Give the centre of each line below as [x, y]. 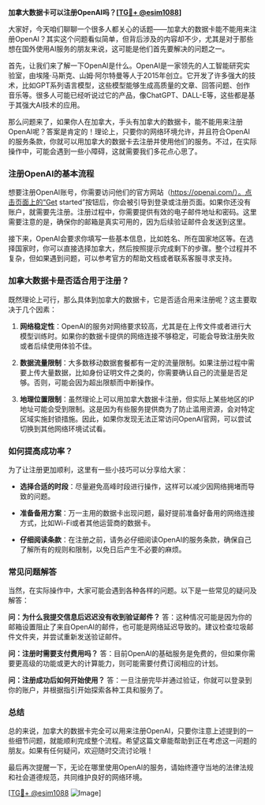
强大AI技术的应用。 [53, 105]
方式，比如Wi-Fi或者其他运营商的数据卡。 [87, 523]
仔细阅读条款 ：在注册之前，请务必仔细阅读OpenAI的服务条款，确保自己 [135, 539]
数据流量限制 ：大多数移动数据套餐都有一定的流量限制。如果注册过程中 [134, 363]
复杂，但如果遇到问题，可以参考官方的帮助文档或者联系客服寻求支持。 [122, 259]
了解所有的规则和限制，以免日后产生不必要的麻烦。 [103, 549]
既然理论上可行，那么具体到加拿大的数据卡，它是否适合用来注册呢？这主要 [129, 300]
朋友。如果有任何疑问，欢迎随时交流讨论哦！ [81, 751]
